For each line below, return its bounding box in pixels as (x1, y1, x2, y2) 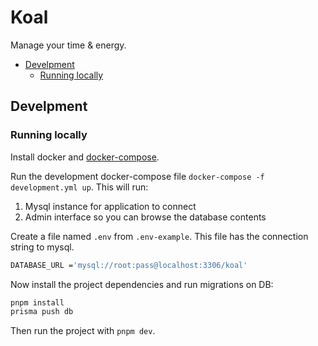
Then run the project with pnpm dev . (10, 325, 156, 337)
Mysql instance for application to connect (24, 200, 197, 212)
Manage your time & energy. (10, 39, 127, 51)
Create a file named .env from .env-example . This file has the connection (10, 230, 309, 242)
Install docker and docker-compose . (10, 151, 160, 163)
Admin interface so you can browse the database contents (24, 211, 267, 223)
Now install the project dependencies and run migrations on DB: (10, 278, 274, 290)
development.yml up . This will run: (10, 181, 149, 193)
